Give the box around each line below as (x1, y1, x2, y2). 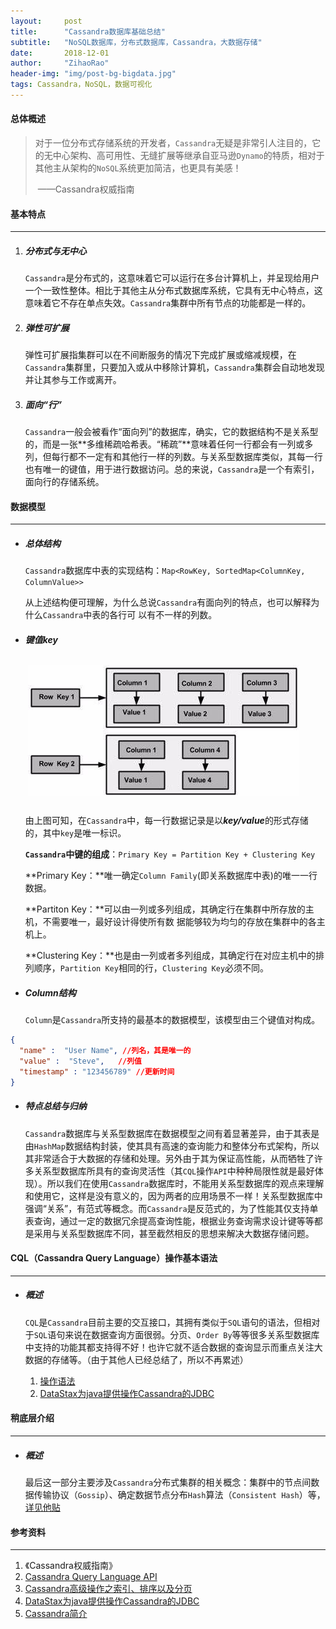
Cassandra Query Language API (24, 1571, 158, 1583)
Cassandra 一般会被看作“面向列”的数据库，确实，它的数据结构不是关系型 (24, 426, 319, 438)
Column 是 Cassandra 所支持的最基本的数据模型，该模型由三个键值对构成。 (24, 1014, 321, 1026)
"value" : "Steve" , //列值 (19, 1056, 143, 1067)
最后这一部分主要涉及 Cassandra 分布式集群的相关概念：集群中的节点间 (24, 1476, 312, 1488)
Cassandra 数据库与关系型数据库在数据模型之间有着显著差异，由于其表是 (24, 1127, 320, 1139)
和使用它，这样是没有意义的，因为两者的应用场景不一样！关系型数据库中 (24, 1190, 323, 1202)
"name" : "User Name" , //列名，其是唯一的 (19, 1046, 192, 1056)
